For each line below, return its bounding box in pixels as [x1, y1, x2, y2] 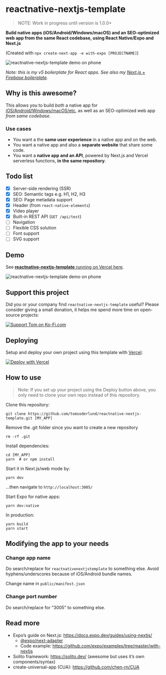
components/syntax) [12, 659, 56, 665]
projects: [21, 312, 39, 318]
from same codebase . [5, 113, 51, 119]
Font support [12, 230, 39, 236]
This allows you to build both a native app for [5, 102, 98, 108]
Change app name [5, 554, 51, 561]
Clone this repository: [5, 401, 50, 407]
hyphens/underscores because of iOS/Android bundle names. [5, 571, 133, 577]
